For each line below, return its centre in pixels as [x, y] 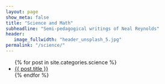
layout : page [22, 12]
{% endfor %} [32, 75]
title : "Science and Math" [39, 23]
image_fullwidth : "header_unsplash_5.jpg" [67, 40]
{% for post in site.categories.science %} [65, 62]
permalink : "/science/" [36, 46]
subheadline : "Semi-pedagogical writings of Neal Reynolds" [83, 28]
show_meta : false [27, 17]
